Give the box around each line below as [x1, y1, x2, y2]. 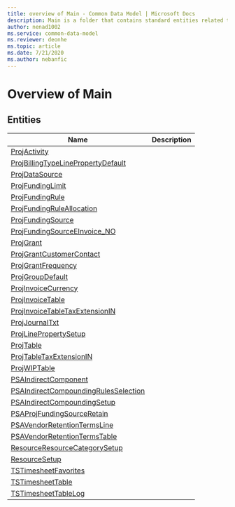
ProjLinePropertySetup [10, 329, 86, 339]
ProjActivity [10, 147, 49, 156]
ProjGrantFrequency [10, 260, 77, 270]
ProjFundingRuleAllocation [10, 203, 98, 213]
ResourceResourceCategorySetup [10, 442, 124, 452]
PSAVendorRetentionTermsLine [10, 420, 114, 430]
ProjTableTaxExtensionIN [10, 351, 93, 361]
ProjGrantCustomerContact [10, 249, 101, 259]
